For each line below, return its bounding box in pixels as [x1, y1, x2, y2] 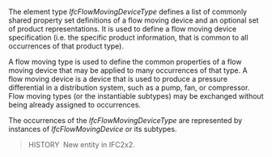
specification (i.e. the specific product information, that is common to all [8, 32, 249, 42]
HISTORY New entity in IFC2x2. [28, 140, 135, 149]
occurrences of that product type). [8, 41, 124, 51]
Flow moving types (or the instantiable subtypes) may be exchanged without [8, 91, 264, 100]
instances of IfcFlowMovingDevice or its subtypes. [8, 125, 177, 134]
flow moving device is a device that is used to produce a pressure [8, 74, 228, 83]
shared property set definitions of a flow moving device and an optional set [8, 15, 259, 25]
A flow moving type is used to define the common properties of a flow [8, 57, 242, 66]
